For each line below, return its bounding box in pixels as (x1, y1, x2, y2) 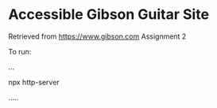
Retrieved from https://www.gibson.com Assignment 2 (8, 32, 187, 41)
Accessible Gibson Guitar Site (8, 6, 209, 24)
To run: (8, 47, 32, 56)
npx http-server (8, 77, 60, 87)
